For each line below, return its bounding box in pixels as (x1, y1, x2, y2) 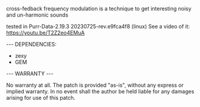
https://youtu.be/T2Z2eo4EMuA (6, 29, 85, 36)
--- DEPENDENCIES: (6, 41, 57, 48)
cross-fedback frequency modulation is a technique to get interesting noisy (6, 5, 192, 12)
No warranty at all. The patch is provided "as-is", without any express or (6, 81, 184, 89)
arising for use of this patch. (6, 95, 76, 101)
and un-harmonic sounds (6, 11, 69, 18)
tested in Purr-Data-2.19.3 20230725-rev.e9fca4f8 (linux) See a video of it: (6, 23, 190, 30)
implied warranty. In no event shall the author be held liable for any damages (6, 88, 195, 95)
